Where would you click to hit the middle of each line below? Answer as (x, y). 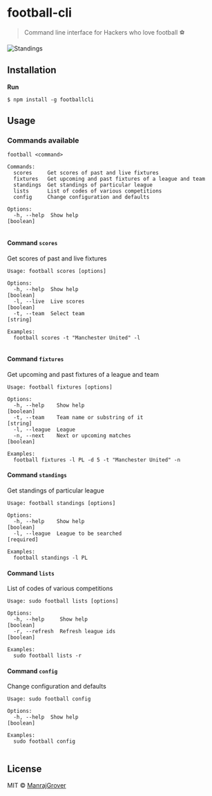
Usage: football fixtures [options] (60, 387)
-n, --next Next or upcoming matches (72, 435)
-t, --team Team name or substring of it (78, 417)
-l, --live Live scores (49, 301)
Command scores (32, 243)
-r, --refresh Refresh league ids (65, 632)
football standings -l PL (51, 558)
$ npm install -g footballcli (51, 99)
